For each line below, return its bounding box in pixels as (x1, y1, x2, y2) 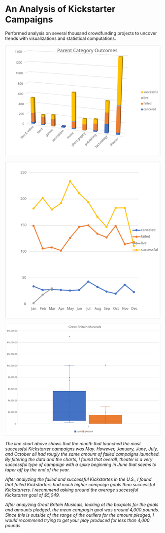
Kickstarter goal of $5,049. (5, 492, 60, 498)
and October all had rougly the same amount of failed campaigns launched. (5, 451, 160, 457)
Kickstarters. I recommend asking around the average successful (5, 487, 138, 493)
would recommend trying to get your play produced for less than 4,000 (5, 517, 150, 523)
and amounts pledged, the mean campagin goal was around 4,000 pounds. (5, 507, 160, 513)
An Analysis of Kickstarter (5, 3, 116, 15)
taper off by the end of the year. (5, 467, 70, 473)
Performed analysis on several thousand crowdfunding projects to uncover (5, 30, 157, 36)
